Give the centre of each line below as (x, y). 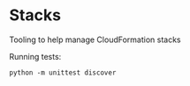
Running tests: (35, 56)
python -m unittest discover (63, 72)
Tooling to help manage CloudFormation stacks (95, 39)
